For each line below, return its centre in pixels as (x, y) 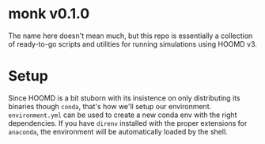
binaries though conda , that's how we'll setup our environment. (110, 106)
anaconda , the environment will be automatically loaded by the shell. (118, 131)
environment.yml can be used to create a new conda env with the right (123, 115)
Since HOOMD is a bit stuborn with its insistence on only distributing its (124, 98)
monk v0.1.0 (49, 14)
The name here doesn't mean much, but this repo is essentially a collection (131, 36)
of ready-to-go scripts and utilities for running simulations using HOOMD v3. (132, 44)
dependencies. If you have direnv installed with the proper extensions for (128, 123)
